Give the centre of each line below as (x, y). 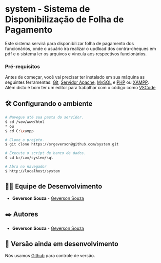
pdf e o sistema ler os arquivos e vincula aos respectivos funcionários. (76, 54)
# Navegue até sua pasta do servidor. (44, 118)
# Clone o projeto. (25, 140)
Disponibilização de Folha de (64, 19)
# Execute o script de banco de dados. (46, 153)
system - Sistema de (48, 9)
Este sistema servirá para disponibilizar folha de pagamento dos (70, 43)
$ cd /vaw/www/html (25, 122)
